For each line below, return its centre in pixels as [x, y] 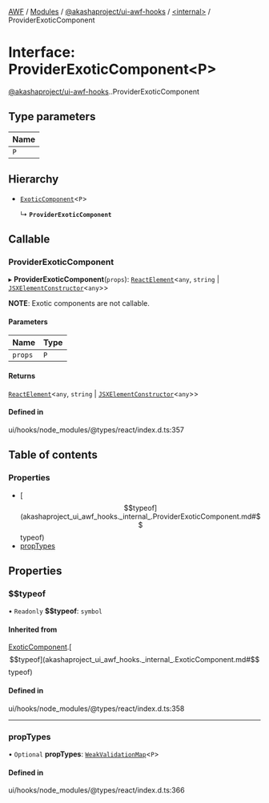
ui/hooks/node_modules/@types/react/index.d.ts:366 [97, 790]
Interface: [42, 52]
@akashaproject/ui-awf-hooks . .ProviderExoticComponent [104, 91]
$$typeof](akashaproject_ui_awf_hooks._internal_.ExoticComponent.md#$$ [134, 660]
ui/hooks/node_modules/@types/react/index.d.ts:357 [96, 430]
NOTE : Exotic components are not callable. [79, 303]
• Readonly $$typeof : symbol [55, 611]
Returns [22, 376]
